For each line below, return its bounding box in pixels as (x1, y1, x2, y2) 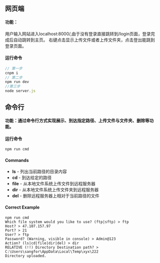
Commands (5, 157, 29, 163)
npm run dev (5, 80, 29, 84)
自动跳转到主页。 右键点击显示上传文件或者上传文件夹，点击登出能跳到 (13, 37, 155, 43)
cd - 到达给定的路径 (12, 175, 52, 181)
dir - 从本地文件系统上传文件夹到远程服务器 (12, 187, 99, 193)
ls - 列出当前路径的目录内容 (12, 169, 67, 175)
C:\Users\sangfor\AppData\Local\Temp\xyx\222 (5, 249, 98, 254)
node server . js (5, 89, 36, 94)
